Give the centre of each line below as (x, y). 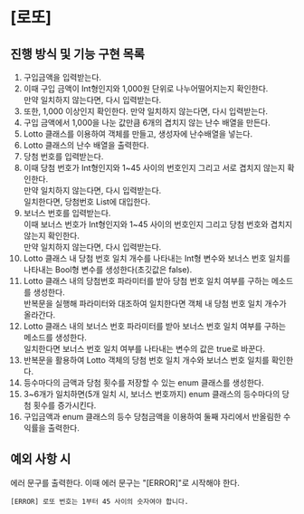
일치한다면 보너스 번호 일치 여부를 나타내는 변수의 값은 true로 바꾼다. (144, 349)
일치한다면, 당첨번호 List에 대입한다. (87, 202)
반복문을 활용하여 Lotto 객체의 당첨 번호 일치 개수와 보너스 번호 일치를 (146, 360)
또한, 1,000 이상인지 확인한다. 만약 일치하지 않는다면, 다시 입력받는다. (146, 111)
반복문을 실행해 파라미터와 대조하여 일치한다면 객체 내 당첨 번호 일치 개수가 (155, 304)
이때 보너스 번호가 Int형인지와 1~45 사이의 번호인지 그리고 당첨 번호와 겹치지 (158, 224)
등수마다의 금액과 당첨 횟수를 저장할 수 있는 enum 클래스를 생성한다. (144, 383)
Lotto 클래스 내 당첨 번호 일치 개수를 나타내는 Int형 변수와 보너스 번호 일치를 (157, 258)
